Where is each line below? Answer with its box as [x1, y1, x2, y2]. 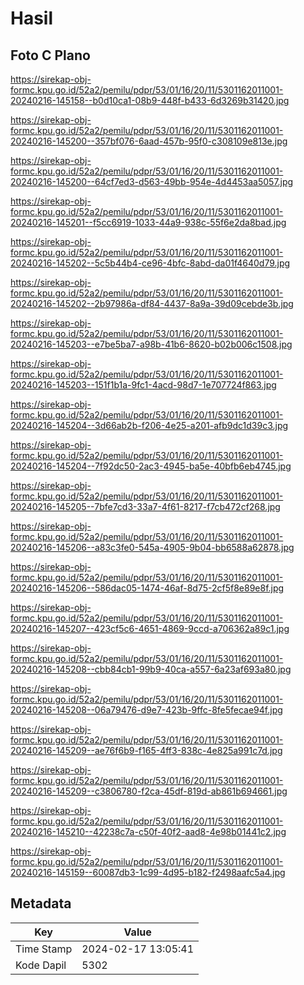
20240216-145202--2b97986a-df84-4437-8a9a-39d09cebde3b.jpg [10, 298, 294, 309]
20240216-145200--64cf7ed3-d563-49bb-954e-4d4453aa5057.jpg [10, 176, 294, 187]
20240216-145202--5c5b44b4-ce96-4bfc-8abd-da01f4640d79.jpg [10, 257, 291, 269]
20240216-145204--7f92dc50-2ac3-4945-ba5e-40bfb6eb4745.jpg [10, 460, 292, 472]
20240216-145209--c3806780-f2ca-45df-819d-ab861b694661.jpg [10, 785, 288, 797]
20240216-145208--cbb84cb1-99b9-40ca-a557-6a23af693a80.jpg [10, 663, 292, 675]
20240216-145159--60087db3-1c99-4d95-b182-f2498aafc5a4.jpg [10, 867, 286, 878]
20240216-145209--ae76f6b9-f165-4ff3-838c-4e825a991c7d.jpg [10, 745, 283, 756]
